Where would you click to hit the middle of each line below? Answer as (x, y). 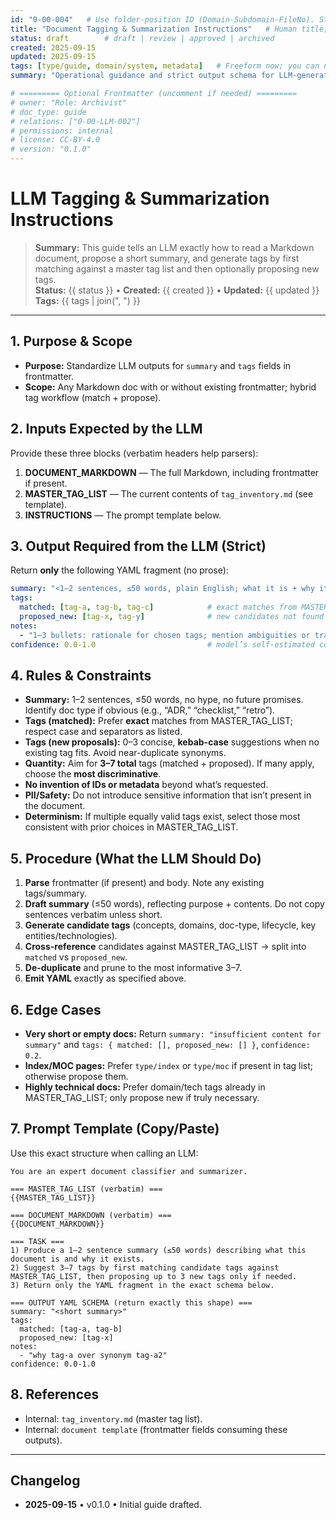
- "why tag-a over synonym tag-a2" (93, 1355)
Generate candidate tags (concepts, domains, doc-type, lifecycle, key (170, 925)
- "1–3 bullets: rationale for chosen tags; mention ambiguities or (165, 635)
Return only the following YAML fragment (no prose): (119, 570)
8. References (55, 1394)
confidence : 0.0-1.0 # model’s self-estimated (162, 644)
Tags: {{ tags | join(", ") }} (87, 300)
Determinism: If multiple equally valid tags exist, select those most (162, 817)
